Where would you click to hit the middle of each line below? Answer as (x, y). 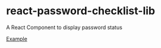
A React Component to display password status (64, 27)
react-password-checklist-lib (81, 11)
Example (17, 39)
